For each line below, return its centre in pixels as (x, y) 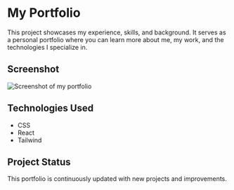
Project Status (39, 162)
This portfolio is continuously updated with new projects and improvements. (117, 179)
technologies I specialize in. (47, 47)
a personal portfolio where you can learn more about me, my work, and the (116, 39)
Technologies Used (50, 108)
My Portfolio (44, 13)
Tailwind (30, 140)
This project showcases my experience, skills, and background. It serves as (117, 32)
